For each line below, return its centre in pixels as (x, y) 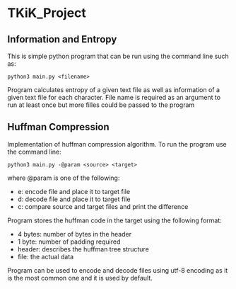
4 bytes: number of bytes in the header (75, 234)
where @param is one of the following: (64, 178)
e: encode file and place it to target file (74, 191)
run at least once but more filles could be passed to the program (101, 105)
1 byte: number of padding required (69, 242)
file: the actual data (46, 256)
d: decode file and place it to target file (74, 199)
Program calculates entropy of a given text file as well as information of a (114, 90)
